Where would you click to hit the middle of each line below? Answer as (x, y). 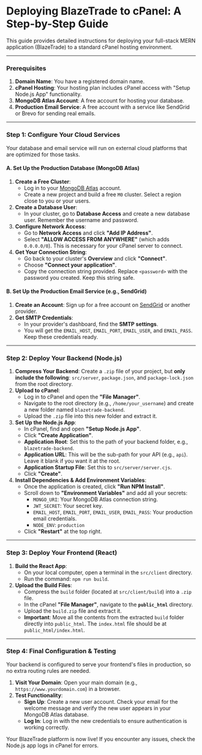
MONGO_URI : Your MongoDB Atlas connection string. (95, 499)
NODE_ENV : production (59, 525)
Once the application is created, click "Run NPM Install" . (94, 487)
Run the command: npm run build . (66, 579)
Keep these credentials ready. (61, 336)
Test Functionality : (39, 695)
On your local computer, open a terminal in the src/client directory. (108, 572)
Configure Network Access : (50, 226)
